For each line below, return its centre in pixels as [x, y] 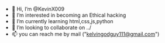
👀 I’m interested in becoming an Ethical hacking [69, 15]
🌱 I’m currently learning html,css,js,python [62, 21]
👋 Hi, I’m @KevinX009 [38, 9]
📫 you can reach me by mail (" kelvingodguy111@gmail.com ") [85, 34]
